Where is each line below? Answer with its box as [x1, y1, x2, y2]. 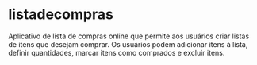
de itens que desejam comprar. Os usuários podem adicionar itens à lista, [8, 39, 248, 49]
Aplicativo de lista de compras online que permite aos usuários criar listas [8, 31, 250, 41]
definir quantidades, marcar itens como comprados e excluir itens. [8, 48, 225, 57]
